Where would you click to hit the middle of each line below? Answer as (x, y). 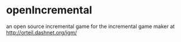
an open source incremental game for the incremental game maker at (90, 26)
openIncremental (49, 10)
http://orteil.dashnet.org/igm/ (41, 32)
